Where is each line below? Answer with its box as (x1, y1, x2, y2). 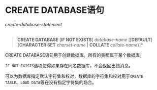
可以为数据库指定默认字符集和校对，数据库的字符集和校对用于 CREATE (5, 73, 144, 79)
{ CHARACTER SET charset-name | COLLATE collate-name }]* (17, 42, 143, 48)
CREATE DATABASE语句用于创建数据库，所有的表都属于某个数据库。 (5, 52, 144, 58)
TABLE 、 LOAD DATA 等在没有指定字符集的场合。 (5, 80, 97, 86)
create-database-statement (5, 21, 63, 27)
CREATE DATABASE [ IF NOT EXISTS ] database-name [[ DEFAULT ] (17, 37, 153, 43)
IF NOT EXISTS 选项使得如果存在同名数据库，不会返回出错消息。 (5, 63, 133, 69)
